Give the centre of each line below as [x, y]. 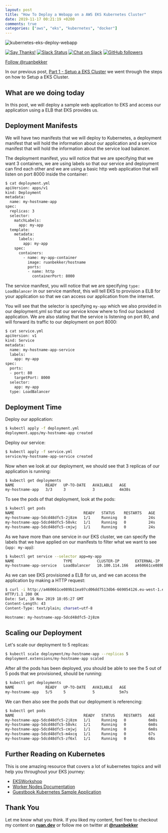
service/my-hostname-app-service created [49, 456]
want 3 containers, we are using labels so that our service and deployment [82, 163]
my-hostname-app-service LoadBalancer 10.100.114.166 [67, 565]
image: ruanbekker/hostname [56, 262]
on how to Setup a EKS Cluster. [37, 77]
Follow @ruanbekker [26, 62]
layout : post [19, 10]
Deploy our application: [29, 419]
